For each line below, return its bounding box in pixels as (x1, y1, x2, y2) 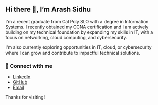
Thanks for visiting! (5, 94, 45, 100)
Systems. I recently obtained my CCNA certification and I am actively (5, 24, 149, 30)
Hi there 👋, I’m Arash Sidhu (5, 5, 91, 14)
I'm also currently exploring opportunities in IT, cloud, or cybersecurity (5, 44, 152, 50)
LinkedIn (12, 74, 31, 80)
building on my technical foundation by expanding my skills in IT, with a (5, 29, 153, 35)
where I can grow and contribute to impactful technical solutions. (5, 49, 140, 56)
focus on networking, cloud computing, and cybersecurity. (5, 34, 127, 40)
